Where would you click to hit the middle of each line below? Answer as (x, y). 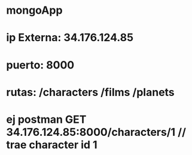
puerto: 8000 (40, 65)
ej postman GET (46, 119)
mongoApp (34, 10)
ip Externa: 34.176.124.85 (70, 38)
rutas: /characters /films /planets (90, 92)
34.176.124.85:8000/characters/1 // (96, 132)
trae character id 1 (52, 145)
